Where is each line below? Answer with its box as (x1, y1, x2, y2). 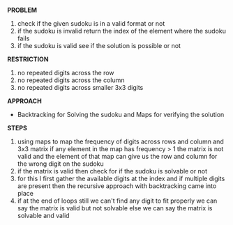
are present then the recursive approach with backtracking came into (17, 182, 217, 190)
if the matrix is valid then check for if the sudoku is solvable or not (17, 167, 208, 175)
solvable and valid (17, 212, 70, 219)
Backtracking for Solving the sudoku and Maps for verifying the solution (17, 111, 225, 118)
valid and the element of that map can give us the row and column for (17, 153, 218, 160)
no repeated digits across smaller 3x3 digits (17, 84, 144, 91)
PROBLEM (7, 6, 37, 14)
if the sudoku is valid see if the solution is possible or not (17, 42, 181, 49)
